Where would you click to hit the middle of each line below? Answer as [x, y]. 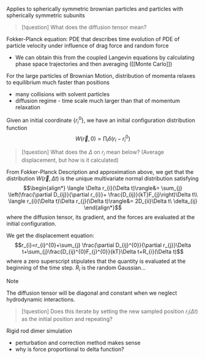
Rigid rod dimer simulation [39, 331]
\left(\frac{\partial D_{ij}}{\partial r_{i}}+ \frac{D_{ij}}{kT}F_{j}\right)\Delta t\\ [103, 194]
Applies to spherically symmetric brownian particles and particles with [95, 9]
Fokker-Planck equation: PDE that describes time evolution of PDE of [93, 39]
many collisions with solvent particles [62, 94]
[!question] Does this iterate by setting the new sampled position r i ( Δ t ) [110, 312]
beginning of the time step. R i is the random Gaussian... [76, 268]
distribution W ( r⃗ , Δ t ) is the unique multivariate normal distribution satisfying [102, 178]
